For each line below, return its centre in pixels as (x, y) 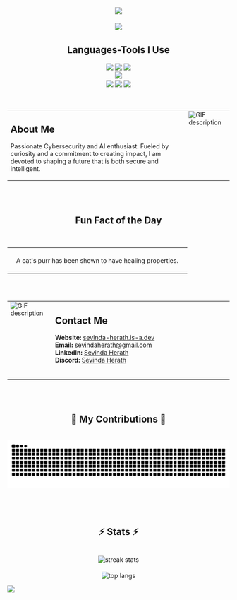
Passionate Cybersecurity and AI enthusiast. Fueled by (90, 146)
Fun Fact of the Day (119, 221)
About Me (32, 129)
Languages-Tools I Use (119, 50)
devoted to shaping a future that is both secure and (84, 161)
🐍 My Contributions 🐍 (119, 419)
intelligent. (25, 169)
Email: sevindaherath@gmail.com (104, 345)
